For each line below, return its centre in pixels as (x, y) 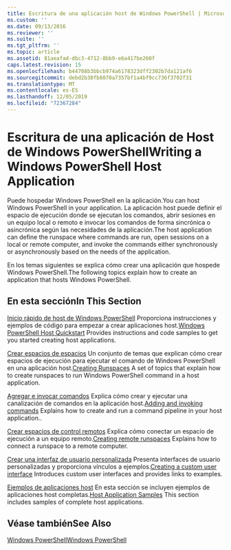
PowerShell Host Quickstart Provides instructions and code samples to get (112, 332)
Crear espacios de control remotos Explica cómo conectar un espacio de (111, 431)
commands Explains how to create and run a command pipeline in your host (114, 410)
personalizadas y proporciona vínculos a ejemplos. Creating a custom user (112, 467)
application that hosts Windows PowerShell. (69, 279)
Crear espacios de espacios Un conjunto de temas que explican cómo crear (114, 353)
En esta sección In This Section (75, 302)
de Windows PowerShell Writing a (104, 152)
